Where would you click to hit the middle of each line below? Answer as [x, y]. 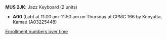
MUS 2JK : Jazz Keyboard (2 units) [41, 7]
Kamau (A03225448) [35, 22]
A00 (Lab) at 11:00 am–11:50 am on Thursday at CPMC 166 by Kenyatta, [87, 17]
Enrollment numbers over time [37, 31]
